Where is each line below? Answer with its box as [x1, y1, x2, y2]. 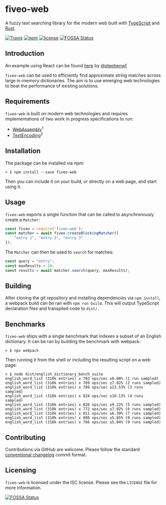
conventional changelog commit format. [5, 452, 87, 458]
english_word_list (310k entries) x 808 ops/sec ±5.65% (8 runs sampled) [5, 415, 162, 420]
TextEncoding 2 [12, 131, 43, 138]
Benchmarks [5, 320, 46, 328]
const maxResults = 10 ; [5, 263, 55, 268]
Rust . [5, 25, 16, 31]
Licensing [5, 466, 36, 475]
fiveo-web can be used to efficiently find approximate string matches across [5, 72, 161, 78]
